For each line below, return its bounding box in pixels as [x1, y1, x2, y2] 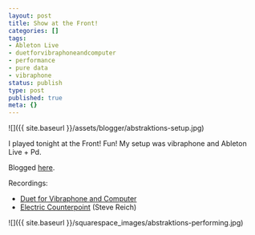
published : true [8, 94, 63, 102]
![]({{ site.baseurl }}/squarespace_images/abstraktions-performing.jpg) [8, 218, 244, 228]
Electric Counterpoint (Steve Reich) [19, 202, 137, 213]
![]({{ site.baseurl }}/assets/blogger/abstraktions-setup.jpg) [8, 124, 204, 133]
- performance [8, 57, 56, 65]
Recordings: [8, 178, 48, 188]
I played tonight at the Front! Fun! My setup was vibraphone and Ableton [8, 139, 247, 148]
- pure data [8, 64, 48, 72]
